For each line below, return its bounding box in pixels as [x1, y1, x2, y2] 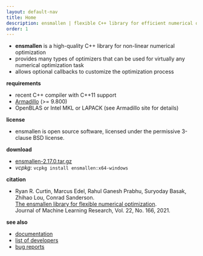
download [6, 146, 32, 153]
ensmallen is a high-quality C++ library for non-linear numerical [14, 42, 175, 50]
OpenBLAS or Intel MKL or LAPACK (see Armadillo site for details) [14, 104, 179, 112]
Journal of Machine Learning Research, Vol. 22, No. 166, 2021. [14, 207, 171, 214]
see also [6, 218, 28, 226]
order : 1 [6, 25, 28, 32]
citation [6, 176, 26, 183]
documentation [14, 231, 53, 238]
